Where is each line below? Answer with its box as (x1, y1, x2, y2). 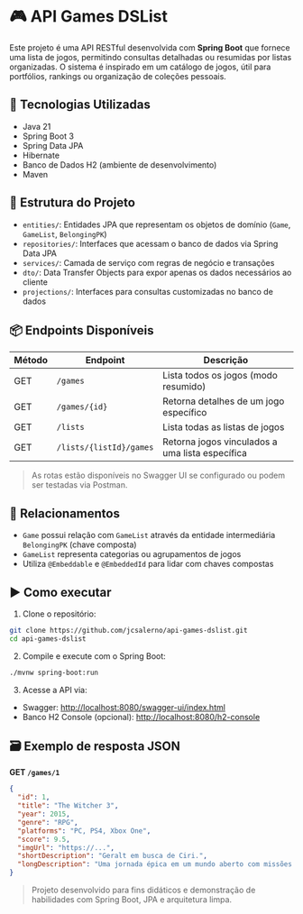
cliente (22, 276, 48, 288)
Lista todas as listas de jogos (161, 421, 285, 434)
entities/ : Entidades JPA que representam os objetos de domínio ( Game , (22, 219, 291, 230)
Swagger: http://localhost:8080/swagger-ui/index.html (22, 701, 225, 712)
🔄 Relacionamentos (9, 506, 120, 521)
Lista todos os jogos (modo (161, 370, 278, 382)
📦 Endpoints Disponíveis (9, 323, 154, 338)
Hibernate (22, 150, 60, 160)
